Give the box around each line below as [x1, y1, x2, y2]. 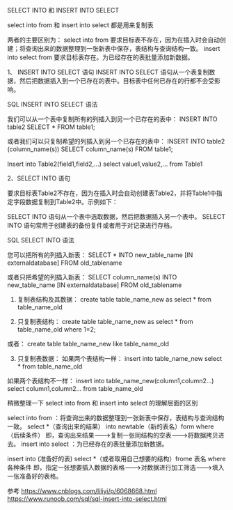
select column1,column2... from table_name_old [7, 385, 144, 392]
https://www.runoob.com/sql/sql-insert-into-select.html [7, 495, 167, 503]
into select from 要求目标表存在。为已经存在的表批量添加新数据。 [7, 53, 194, 61]
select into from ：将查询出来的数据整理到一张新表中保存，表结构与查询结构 [7, 414, 225, 422]
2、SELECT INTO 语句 [7, 174, 71, 183]
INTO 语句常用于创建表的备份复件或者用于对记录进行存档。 [7, 222, 176, 229]
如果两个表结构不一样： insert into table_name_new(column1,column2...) [7, 377, 214, 385]
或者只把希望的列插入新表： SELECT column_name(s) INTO [7, 273, 177, 281]
